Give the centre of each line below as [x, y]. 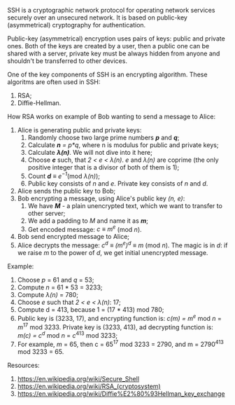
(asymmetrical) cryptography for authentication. [77, 25]
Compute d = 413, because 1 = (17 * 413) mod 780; [91, 309]
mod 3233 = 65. [41, 351]
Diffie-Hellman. [39, 103]
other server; [47, 213]
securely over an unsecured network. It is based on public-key [97, 18]
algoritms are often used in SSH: [54, 82]
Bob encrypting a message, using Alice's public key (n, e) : [101, 198]
